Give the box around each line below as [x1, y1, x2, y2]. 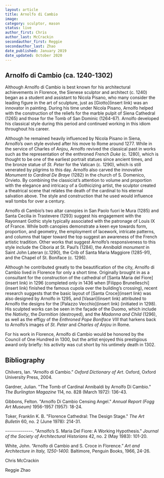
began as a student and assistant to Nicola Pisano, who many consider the [5, 94, 156, 101]
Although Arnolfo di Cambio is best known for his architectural [5, 84, 131, 90]
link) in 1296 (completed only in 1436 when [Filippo [19, 280, 122, 286]
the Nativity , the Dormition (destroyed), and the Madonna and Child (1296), [5, 311, 157, 317]
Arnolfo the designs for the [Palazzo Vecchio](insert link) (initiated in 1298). [5, 301, 157, 307]
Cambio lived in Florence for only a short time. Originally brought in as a [5, 269, 150, 275]
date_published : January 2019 [5, 48, 67, 53]
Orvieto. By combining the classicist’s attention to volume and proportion [5, 178, 152, 183]
